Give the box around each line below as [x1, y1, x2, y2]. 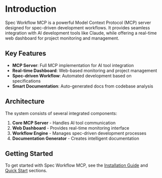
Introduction [5, 3, 57, 15]
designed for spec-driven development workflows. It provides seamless [5, 24, 150, 30]
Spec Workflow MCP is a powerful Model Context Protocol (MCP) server [5, 20, 151, 25]
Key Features [5, 49, 46, 58]
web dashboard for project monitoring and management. [5, 35, 119, 41]
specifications [12, 78, 41, 84]
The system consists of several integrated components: [5, 110, 117, 116]
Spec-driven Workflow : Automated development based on [12, 72, 132, 79]
